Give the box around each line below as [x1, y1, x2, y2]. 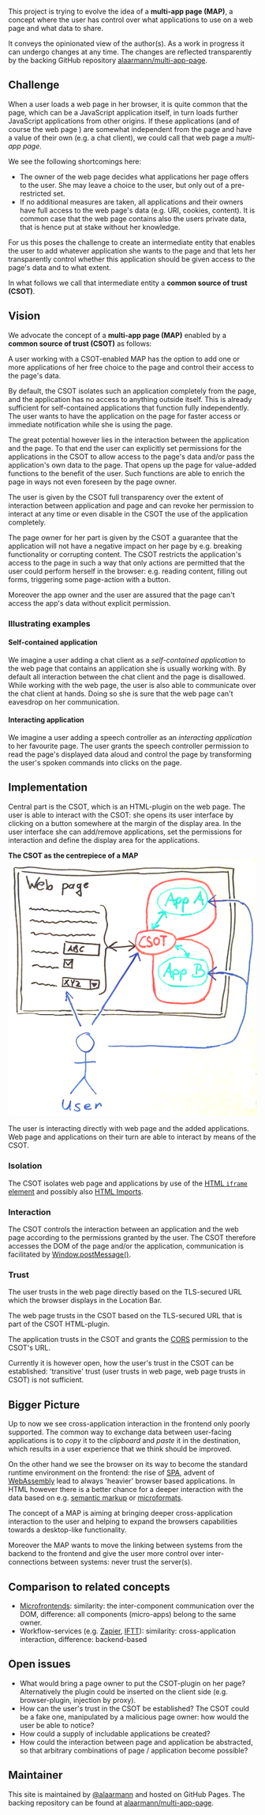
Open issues [8, 1658, 71, 1671]
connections [8, 1558, 49, 1567]
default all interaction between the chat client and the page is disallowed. [8, 671, 246, 682]
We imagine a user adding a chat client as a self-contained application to [8, 655, 246, 664]
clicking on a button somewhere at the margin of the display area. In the [8, 818, 242, 828]
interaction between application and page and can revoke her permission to [8, 501, 254, 510]
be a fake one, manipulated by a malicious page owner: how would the [19, 1712, 249, 1721]
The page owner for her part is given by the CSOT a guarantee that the [8, 532, 238, 542]
